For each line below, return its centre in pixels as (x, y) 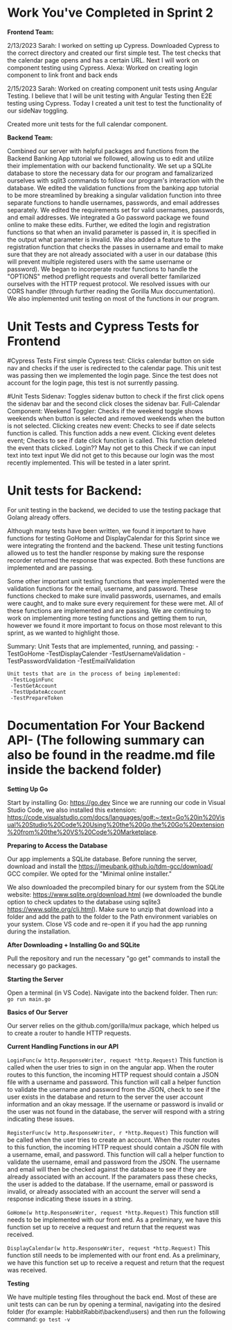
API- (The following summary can (106, 740)
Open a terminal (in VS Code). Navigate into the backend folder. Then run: (113, 992)
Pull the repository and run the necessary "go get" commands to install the (114, 958)
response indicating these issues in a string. (70, 1199)
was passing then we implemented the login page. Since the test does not (113, 375)
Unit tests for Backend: (74, 491)
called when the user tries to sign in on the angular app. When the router (111, 1067)
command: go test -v (39, 1319)
